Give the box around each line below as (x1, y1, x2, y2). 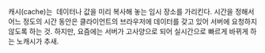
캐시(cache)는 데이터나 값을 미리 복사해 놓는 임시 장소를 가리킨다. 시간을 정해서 (8, 7, 255, 16)
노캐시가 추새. (16, 36, 59, 46)
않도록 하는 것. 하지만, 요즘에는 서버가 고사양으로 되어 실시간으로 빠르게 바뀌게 (8, 27, 249, 36)
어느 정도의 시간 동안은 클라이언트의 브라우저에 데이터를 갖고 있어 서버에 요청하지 (8, 17, 258, 26)
